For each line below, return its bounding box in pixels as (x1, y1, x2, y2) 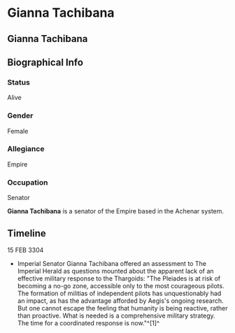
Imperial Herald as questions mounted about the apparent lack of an (17, 267, 215, 275)
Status (7, 77, 30, 87)
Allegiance (7, 144, 45, 154)
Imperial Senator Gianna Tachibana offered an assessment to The (17, 259, 206, 267)
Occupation (7, 177, 48, 187)
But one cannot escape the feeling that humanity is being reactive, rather (17, 304, 229, 312)
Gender (7, 111, 34, 120)
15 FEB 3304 (7, 246, 44, 254)
